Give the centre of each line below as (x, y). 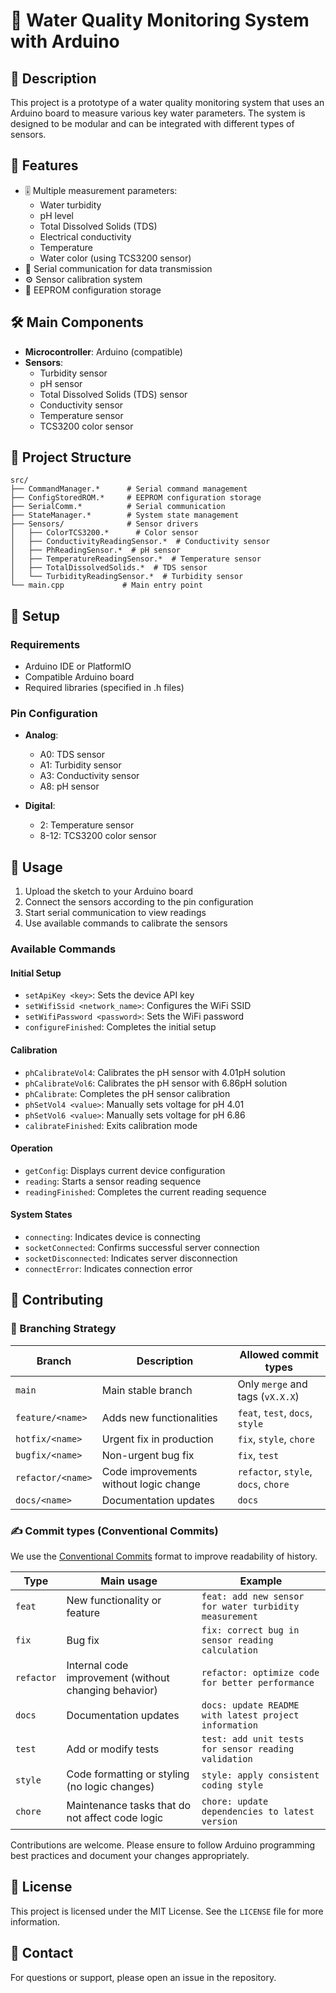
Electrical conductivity (85, 236)
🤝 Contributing (57, 1300)
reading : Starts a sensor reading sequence (113, 1181)
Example (261, 1581)
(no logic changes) (110, 1786)
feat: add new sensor (253, 1596)
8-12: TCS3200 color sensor (98, 836)
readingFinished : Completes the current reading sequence (145, 1191)
